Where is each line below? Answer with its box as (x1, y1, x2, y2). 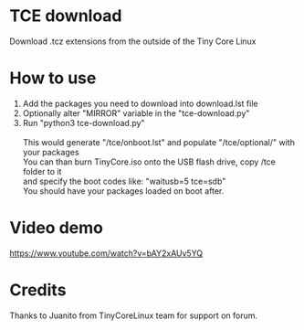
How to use (9, 68, 97, 89)
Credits (9, 280, 67, 300)
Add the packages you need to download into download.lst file (22, 98, 258, 109)
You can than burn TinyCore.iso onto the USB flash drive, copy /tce (22, 156, 277, 167)
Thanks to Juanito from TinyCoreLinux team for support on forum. (9, 310, 258, 321)
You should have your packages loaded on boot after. (22, 185, 225, 197)
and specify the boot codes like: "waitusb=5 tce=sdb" (22, 176, 226, 186)
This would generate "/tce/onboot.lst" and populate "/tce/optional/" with (22, 136, 295, 147)
